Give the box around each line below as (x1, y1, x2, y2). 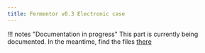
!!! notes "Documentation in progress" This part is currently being (7, 30, 199, 38)
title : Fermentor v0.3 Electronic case (7, 10, 126, 18)
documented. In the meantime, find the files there (7, 37, 153, 46)
